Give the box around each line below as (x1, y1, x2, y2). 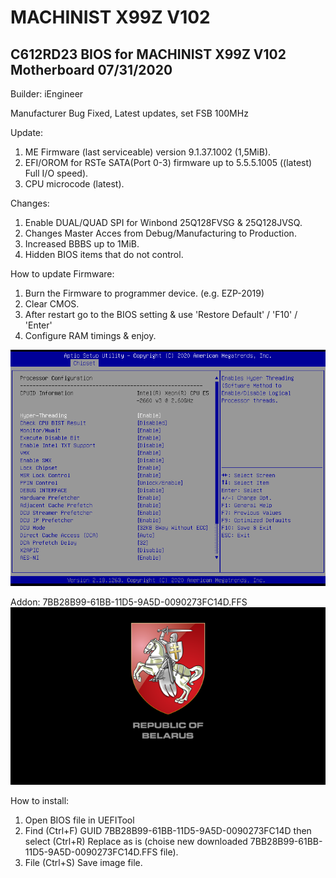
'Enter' (24, 319, 53, 331)
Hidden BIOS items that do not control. (24, 249, 184, 260)
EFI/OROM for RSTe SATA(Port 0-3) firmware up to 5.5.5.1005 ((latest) (24, 157, 313, 168)
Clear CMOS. (24, 298, 80, 310)
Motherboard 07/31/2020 (10, 61, 173, 78)
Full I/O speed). (24, 167, 89, 179)
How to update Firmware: (10, 268, 115, 280)
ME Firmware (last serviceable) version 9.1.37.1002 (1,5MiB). (24, 146, 272, 158)
